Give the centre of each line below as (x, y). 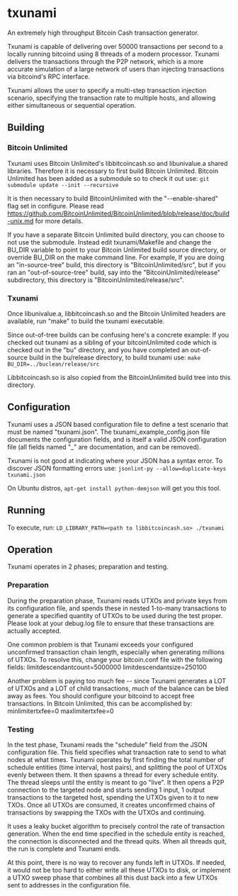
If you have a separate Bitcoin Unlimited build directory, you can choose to (116, 235)
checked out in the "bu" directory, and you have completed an (98, 349)
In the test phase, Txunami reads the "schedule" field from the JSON (107, 744)
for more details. (59, 220)
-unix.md (21, 220)
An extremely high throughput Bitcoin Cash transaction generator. (103, 33)
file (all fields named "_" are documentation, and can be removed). (104, 447)
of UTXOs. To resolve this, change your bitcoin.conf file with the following (115, 659)
